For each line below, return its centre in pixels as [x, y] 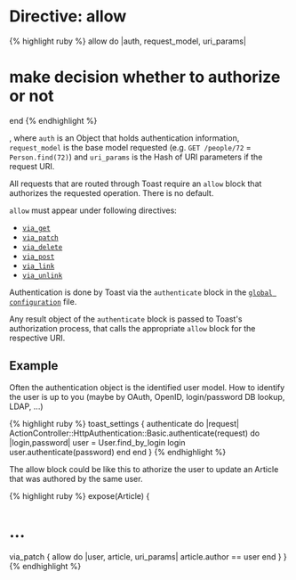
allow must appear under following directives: [93, 210]
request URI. [32, 166]
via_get [36, 228]
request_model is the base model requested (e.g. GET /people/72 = [130, 147]
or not [32, 96]
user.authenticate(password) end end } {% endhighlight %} [118, 452]
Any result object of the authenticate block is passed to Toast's [126, 319]
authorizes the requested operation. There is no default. [112, 192]
